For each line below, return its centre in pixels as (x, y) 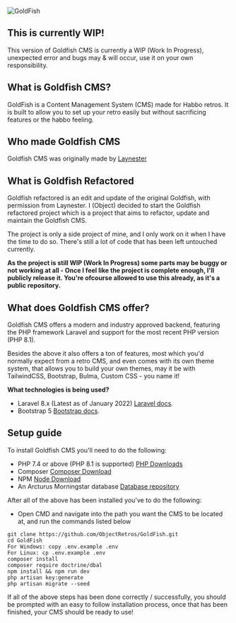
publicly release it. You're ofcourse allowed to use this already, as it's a (114, 278)
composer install (33, 559)
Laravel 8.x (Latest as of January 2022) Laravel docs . (95, 404)
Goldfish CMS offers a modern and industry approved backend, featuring (114, 325)
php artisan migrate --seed (49, 583)
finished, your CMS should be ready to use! (71, 612)
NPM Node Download (49, 479)
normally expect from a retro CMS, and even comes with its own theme (111, 361)
